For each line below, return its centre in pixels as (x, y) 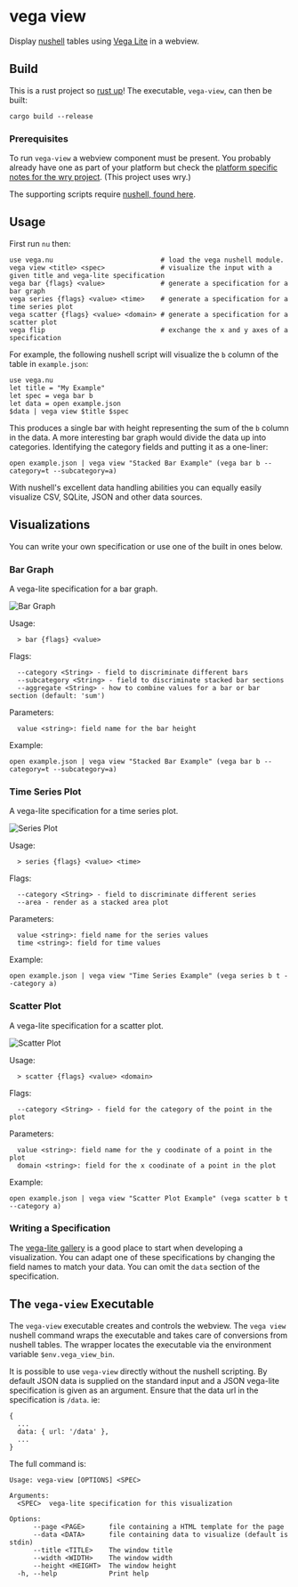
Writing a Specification (60, 1228)
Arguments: (29, 1495)
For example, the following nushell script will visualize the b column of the (144, 354)
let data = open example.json (65, 403)
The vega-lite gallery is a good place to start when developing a (126, 1248)
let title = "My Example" (57, 388)
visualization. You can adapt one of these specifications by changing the (142, 1257)
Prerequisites (39, 138)
